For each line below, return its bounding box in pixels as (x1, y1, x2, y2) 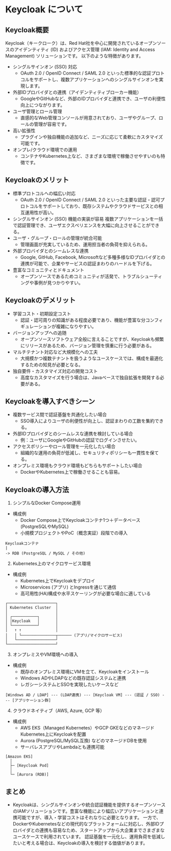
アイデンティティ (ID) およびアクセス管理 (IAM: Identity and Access (14, 46, 155, 53)
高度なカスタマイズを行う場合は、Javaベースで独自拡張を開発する (20, 374, 160, 380)
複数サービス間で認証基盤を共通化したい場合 (12, 411, 107, 418)
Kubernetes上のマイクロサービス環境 (12, 561, 91, 567)
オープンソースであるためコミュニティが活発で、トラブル (20, 273, 140, 279)
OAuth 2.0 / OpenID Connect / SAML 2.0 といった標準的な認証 (20, 70, 152, 76)
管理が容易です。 (34, 121, 70, 127)
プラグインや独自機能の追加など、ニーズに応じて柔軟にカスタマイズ (20, 134, 163, 140)
